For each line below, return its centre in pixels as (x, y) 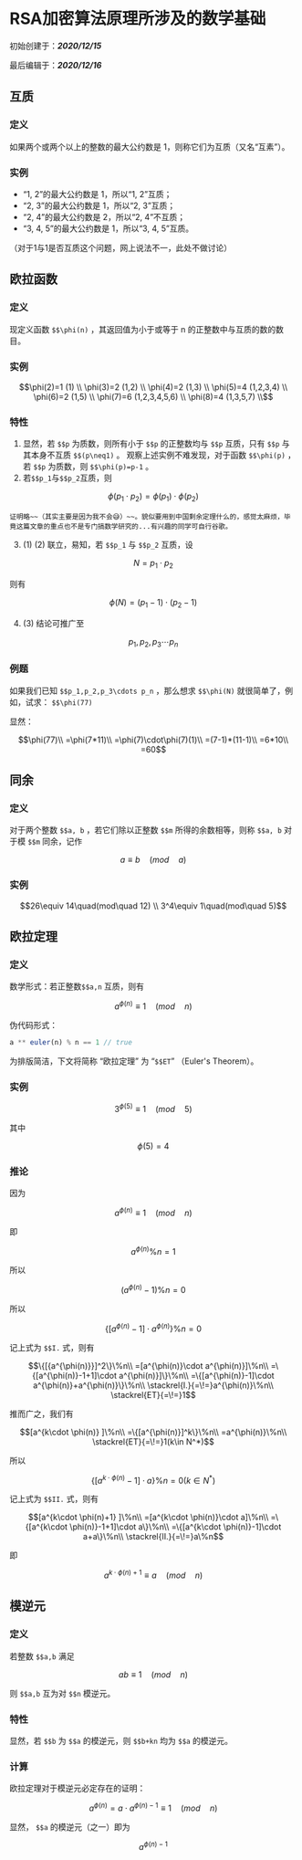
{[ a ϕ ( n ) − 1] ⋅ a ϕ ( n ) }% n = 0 (153, 1328)
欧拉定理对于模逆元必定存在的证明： (78, 1788)
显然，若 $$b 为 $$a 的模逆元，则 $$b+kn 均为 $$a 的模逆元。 (121, 1741)
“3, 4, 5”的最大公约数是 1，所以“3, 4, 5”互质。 (108, 228)
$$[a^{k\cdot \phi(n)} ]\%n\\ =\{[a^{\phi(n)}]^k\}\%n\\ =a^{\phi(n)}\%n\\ (153, 1432)
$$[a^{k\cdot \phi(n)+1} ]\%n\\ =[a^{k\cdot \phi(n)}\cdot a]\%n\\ (148, 1518)
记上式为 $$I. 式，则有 (52, 1347)
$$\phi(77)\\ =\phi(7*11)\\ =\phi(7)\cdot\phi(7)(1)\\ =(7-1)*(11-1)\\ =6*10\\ (153, 740)
